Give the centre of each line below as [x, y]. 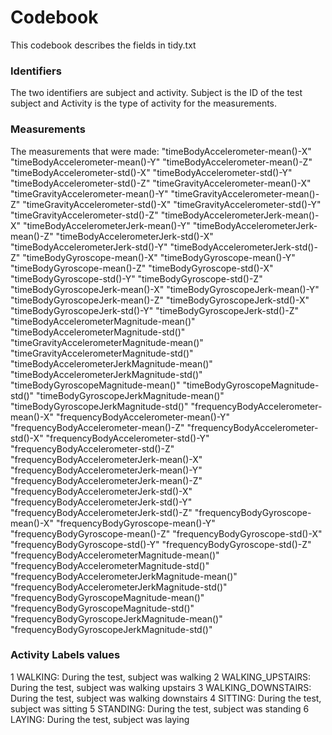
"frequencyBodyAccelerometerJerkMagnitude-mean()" [124, 576]
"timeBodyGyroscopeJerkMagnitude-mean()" [130, 395]
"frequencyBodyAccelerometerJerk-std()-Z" [101, 512]
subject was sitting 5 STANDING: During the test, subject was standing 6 [160, 708]
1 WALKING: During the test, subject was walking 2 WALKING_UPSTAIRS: [160, 677]
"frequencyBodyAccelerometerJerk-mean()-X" [106, 459]
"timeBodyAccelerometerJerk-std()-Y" [89, 247]
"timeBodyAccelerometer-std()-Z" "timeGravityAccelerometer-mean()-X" [161, 183]
